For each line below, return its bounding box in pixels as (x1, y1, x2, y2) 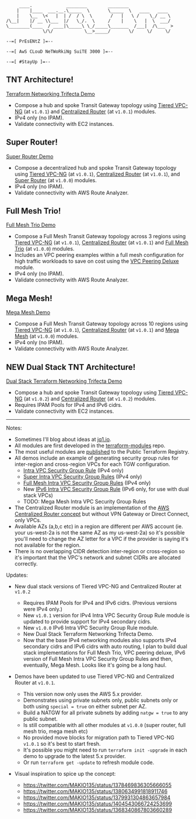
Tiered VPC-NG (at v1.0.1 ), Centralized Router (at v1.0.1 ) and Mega (14, 327, 179, 334)
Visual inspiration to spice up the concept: (14, 770, 116, 777)
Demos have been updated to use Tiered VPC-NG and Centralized (14, 673, 174, 680)
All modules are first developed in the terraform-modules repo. (14, 442, 166, 449)
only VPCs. (14, 517, 41, 524)
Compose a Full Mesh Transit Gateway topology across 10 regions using (14, 320, 188, 327)
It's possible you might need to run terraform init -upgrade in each (23, 746, 188, 753)
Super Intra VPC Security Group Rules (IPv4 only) (23, 473, 142, 480)
